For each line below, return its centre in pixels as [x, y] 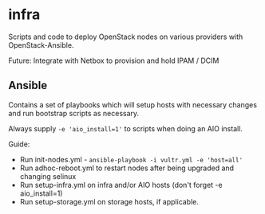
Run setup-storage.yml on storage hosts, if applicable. [109, 201]
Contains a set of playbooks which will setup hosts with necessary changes [133, 104]
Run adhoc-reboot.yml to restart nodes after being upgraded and [127, 168]
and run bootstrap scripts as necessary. [74, 113]
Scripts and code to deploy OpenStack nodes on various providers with [126, 37]
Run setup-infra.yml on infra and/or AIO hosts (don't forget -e [121, 185]
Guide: [19, 144]
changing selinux [48, 176]
